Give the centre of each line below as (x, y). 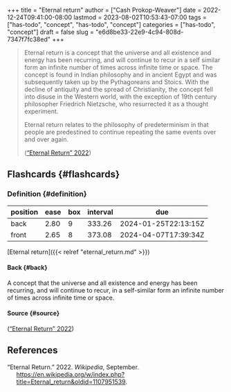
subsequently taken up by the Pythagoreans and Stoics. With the (117, 82)
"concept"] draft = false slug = (51, 32)
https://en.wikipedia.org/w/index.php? (71, 374)
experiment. (41, 111)
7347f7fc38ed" (29, 39)
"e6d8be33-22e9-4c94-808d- (140, 32)
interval (100, 212)
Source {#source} (34, 313)
